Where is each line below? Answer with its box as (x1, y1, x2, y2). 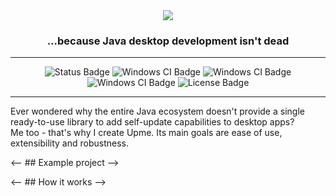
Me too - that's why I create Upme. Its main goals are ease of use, (10, 127, 283, 139)
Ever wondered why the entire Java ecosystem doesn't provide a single (10, 105, 305, 118)
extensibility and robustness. (10, 137, 129, 149)
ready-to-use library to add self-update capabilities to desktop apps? (10, 116, 295, 128)
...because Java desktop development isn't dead (46, 34, 290, 48)
